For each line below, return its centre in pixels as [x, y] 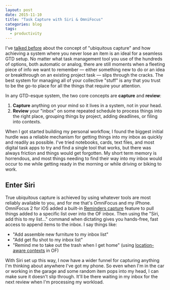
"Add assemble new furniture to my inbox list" [61, 234]
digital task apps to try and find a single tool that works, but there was [78, 148]
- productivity [26, 34]
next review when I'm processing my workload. [55, 282]
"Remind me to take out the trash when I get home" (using [73, 245]
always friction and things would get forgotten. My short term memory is [81, 153]
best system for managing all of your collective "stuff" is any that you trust [83, 80]
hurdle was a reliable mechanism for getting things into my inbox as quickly [84, 137]
